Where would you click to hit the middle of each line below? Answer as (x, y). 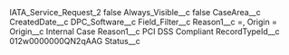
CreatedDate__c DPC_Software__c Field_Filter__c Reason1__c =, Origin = (144, 22)
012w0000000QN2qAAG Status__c (75, 41)
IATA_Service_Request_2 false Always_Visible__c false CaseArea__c (135, 12)
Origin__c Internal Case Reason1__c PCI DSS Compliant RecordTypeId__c (145, 32)
